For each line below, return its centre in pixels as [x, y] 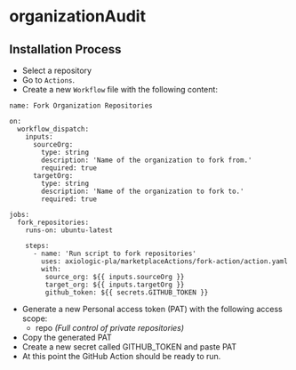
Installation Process [65, 49]
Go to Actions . [48, 80]
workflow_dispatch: [53, 129]
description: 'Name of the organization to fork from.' [147, 160]
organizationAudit [78, 16]
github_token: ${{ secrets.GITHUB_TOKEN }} [127, 293]
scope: [35, 318]
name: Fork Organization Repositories [81, 106]
